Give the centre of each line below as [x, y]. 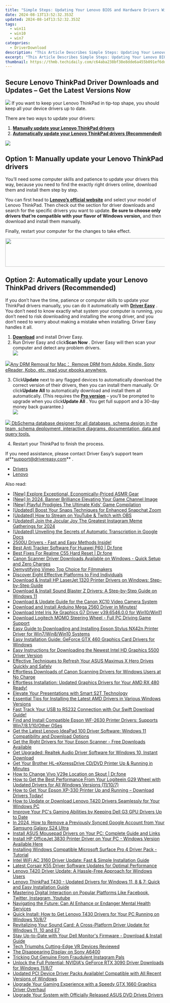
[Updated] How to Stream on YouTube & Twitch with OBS [72, 515]
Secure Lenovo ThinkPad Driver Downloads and [82, 82]
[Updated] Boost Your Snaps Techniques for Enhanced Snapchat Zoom [87, 510]
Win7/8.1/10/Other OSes [37, 725]
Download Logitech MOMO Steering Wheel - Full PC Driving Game [82, 618]
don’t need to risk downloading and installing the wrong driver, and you [79, 316]
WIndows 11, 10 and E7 [36, 930]
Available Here [28, 844]
